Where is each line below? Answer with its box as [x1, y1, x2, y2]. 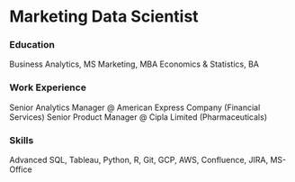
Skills [9, 133, 34, 146]
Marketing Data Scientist [9, 6, 200, 27]
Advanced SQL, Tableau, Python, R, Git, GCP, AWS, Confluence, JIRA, [9, 155, 269, 166]
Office [9, 164, 33, 175]
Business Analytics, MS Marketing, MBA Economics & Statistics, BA [9, 59, 259, 69]
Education [9, 39, 56, 51]
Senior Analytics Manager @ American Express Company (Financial [9, 102, 261, 113]
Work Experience [9, 81, 87, 94]
